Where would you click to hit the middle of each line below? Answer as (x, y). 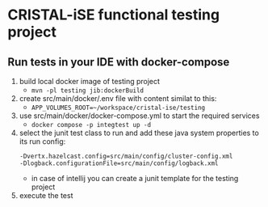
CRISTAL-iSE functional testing (113, 15)
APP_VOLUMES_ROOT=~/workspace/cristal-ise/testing (118, 108)
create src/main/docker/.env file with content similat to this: (118, 98)
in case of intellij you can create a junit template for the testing (135, 178)
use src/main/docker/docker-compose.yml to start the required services (139, 116)
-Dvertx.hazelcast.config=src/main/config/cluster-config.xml (126, 156)
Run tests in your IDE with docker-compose (119, 62)
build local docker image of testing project (90, 81)
